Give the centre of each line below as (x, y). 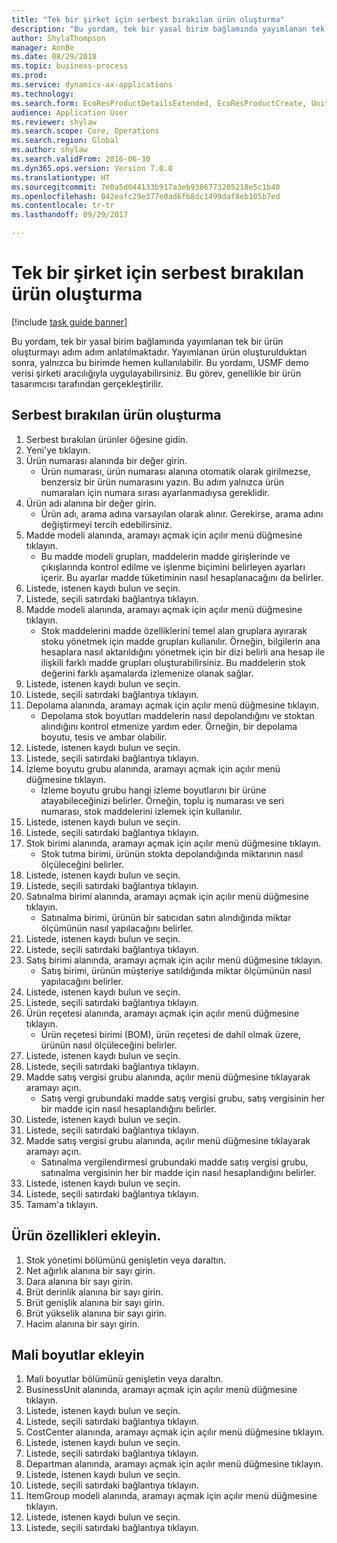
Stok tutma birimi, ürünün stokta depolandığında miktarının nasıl (172, 853)
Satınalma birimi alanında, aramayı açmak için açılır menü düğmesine (167, 896)
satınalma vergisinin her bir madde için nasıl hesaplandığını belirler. (178, 1172)
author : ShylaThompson (58, 38)
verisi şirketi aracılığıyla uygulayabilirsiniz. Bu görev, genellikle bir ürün (156, 373)
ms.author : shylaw (49, 150)
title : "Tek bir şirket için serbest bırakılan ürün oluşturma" (148, 19)
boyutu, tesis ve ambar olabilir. (104, 737)
